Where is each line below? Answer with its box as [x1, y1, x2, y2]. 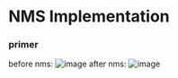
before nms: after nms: [8, 58, 127, 69]
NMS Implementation [8, 6, 170, 27]
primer [8, 39, 39, 51]
